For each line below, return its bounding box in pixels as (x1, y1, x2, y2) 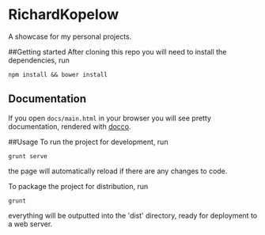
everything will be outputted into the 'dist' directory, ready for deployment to (8, 210, 258, 220)
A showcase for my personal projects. (8, 32, 132, 41)
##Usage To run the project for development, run (8, 137, 168, 146)
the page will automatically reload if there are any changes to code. (8, 166, 228, 176)
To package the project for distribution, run (8, 181, 149, 191)
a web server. (8, 219, 53, 229)
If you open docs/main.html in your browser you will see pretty (8, 113, 212, 123)
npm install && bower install (8, 70, 108, 78)
